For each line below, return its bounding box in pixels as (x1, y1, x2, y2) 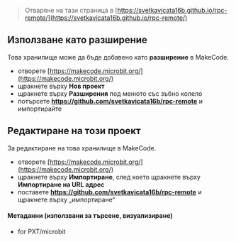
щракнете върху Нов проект (17, 82, 105, 90)
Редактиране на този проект (7, 125, 142, 137)
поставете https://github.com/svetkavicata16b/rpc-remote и (17, 187, 202, 196)
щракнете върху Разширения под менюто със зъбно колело (17, 89, 203, 98)
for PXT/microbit (17, 227, 66, 236)
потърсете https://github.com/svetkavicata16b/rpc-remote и (17, 97, 203, 105)
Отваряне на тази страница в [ (24, 6, 118, 14)
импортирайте (17, 104, 62, 113)
